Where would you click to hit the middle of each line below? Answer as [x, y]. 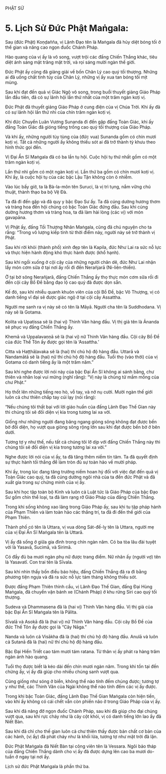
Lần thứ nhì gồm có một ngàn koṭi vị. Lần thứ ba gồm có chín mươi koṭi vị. [80, 171]
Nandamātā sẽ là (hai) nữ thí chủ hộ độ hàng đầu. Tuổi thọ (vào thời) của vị [82, 357]
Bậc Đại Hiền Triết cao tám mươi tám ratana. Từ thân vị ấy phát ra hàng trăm [83, 651]
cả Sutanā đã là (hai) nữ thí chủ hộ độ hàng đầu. [54, 642]
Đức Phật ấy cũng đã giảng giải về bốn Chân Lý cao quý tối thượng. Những [81, 72]
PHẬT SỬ [15, 8]
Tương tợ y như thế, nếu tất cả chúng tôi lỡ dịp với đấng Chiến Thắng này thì [83, 442]
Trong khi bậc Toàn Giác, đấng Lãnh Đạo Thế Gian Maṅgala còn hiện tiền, [81, 696]
